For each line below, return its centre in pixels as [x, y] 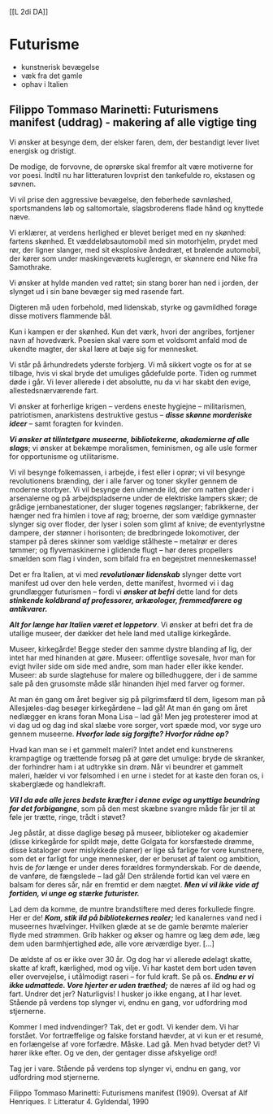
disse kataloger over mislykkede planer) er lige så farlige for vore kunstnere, [137, 850]
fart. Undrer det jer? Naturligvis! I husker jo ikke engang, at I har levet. [126, 994]
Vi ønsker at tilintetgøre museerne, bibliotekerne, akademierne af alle [130, 439]
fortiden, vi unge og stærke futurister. [75, 893]
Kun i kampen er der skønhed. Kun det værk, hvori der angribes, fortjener [132, 332]
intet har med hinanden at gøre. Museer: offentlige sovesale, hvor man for [132, 657]
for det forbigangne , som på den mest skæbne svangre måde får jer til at [132, 808]
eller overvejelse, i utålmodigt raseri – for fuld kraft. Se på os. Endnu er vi [132, 976]
